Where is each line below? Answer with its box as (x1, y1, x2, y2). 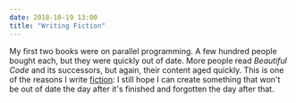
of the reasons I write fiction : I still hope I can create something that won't (9, 74, 281, 84)
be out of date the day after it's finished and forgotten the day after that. (9, 83, 275, 94)
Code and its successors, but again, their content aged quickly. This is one (9, 64, 284, 75)
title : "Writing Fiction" (9, 21, 106, 30)
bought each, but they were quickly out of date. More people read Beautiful (9, 55, 288, 66)
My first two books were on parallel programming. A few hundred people (9, 45, 277, 56)
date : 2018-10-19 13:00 (9, 12, 98, 22)
